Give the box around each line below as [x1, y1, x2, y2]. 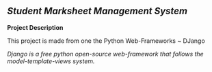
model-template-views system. [7, 57, 95, 65]
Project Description [7, 23, 64, 31]
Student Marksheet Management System [7, 5, 188, 17]
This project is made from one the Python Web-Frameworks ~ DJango [7, 37, 205, 45]
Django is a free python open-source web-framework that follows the [7, 50, 204, 58]
